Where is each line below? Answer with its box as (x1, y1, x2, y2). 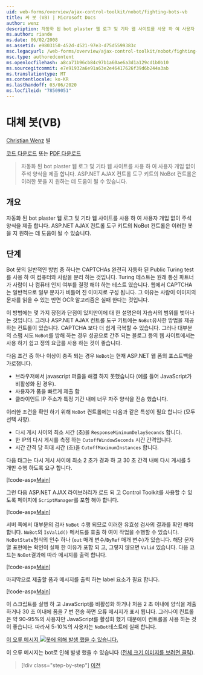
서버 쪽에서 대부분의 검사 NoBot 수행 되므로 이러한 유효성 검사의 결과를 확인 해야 (6, 521, 194, 528)
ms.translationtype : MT (6, 71, 66, 77)
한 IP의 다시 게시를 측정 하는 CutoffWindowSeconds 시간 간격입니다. (14, 436, 173, 444)
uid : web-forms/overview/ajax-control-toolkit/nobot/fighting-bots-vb (6, 8, 188, 15)
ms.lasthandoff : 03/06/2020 (6, 82, 77, 88)
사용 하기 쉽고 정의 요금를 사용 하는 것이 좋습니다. (6, 340, 123, 347)
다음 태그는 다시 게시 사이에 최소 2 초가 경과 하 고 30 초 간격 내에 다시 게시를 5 (6, 456, 191, 464)
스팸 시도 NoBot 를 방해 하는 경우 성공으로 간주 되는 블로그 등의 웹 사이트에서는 (12, 332, 195, 339)
